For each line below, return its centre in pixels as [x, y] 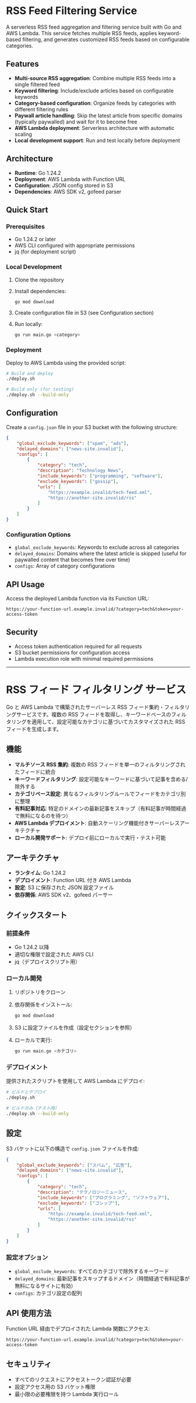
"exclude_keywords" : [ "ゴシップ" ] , [79, 1203]
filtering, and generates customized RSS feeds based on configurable [106, 39]
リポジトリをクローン [40, 992]
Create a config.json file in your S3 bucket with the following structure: [92, 427]
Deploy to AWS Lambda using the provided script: [66, 363]
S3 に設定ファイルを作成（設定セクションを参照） [75, 1028]
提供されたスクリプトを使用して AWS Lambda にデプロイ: [76, 1081]
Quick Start [27, 210]
